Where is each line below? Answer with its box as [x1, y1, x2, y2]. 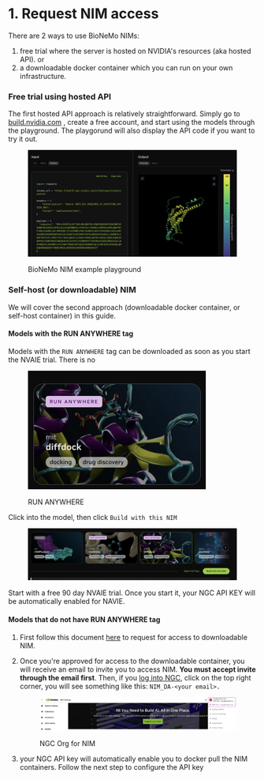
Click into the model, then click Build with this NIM [8, 512, 177, 522]
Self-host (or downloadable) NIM [8, 284, 136, 296]
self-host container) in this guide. [8, 311, 117, 320]
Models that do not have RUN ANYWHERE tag [8, 615, 161, 624]
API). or [19, 55, 45, 64]
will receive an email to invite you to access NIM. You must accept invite [19, 665, 256, 674]
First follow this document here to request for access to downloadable [19, 632, 248, 642]
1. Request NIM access [8, 5, 159, 23]
